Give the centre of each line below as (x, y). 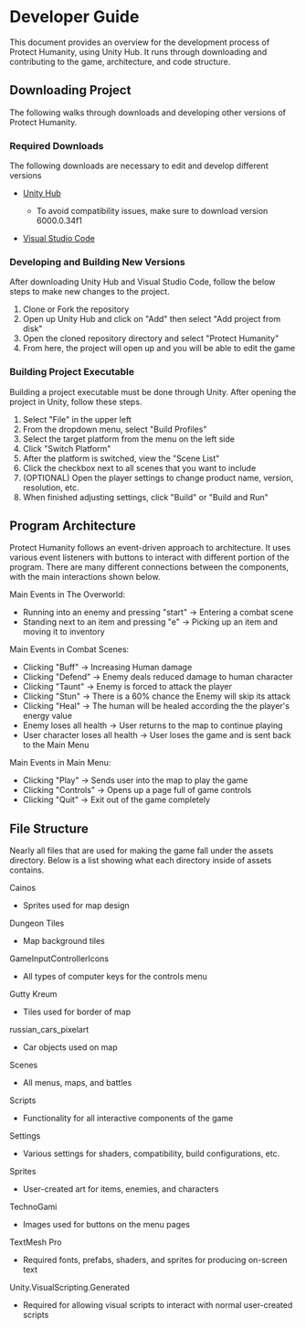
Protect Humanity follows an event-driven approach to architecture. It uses (150, 548)
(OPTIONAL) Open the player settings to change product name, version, (158, 477)
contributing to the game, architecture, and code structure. (120, 61)
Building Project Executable (72, 372)
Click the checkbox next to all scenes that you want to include (139, 467)
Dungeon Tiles (37, 923)
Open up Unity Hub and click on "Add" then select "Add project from (152, 319)
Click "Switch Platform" (67, 448)
